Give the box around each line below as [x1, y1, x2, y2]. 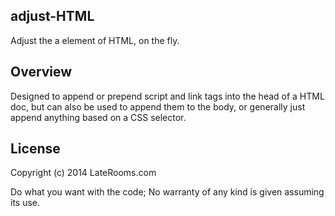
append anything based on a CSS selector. [10, 111, 187, 123]
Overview [10, 64, 73, 81]
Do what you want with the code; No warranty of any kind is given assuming [10, 186, 325, 198]
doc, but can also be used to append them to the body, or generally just [10, 100, 306, 113]
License [10, 140, 61, 158]
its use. [10, 197, 41, 209]
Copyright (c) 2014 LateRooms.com [10, 167, 157, 179]
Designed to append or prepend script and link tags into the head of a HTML [10, 90, 325, 102]
